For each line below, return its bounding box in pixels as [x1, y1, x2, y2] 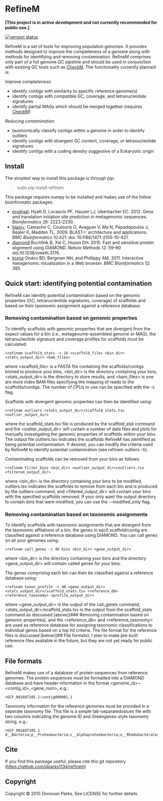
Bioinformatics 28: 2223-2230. [12, 219, 74, 224]
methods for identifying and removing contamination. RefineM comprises [5, 53, 151, 59]
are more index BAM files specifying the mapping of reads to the [5, 379, 134, 385]
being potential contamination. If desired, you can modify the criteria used [5, 441, 153, 447]
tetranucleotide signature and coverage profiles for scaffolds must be [5, 336, 144, 342]
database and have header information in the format [5, 680, 109, 686]
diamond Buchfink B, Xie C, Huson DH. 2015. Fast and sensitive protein [12, 239, 154, 245]
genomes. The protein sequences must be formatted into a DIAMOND [5, 675, 145, 681]
